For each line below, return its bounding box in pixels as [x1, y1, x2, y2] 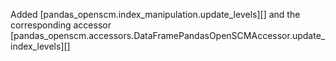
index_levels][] [10, 40, 71, 52]
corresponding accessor [10, 19, 112, 31]
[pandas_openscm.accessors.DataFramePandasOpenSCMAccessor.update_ [10, 30, 326, 41]
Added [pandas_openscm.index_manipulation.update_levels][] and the [10, 9, 301, 20]
